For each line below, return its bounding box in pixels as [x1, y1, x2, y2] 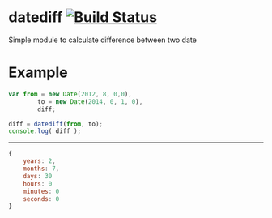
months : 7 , [23, 165, 60, 173]
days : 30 [23, 172, 53, 180]
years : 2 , [23, 157, 57, 165]
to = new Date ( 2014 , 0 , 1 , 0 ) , [37, 97, 143, 105]
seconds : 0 [23, 194, 60, 203]
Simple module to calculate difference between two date [8, 35, 197, 45]
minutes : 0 [23, 187, 60, 195]
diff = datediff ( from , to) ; [8, 120, 104, 128]
